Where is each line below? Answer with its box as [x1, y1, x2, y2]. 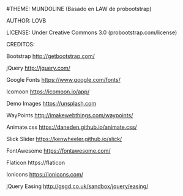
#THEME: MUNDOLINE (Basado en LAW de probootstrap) [6, 5, 152, 12]
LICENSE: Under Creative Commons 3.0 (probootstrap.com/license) [6, 29, 177, 36]
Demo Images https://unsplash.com [6, 100, 97, 107]
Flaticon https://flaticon [6, 159, 65, 166]
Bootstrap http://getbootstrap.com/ [6, 53, 95, 60]
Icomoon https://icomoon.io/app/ [6, 88, 90, 95]
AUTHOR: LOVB [6, 17, 47, 24]
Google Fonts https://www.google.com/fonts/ [6, 76, 121, 83]
